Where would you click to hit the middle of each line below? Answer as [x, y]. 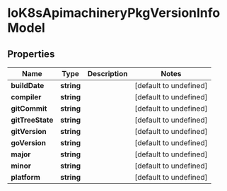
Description [107, 74]
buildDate [28, 86]
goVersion [29, 143]
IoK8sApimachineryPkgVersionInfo [114, 13]
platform [26, 177]
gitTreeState [32, 120]
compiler [26, 97]
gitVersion [29, 131]
